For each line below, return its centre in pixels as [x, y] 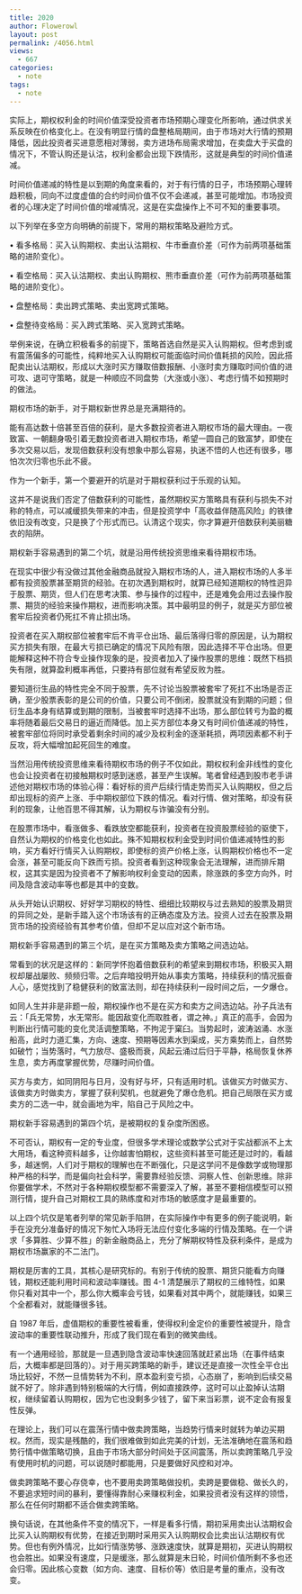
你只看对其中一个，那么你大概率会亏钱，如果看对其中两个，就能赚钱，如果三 [151, 1292]
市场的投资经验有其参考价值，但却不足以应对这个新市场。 [123, 926]
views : [22, 51]
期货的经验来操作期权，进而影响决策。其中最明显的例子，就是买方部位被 [159, 605]
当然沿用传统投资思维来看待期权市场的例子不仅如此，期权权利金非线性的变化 [151, 764]
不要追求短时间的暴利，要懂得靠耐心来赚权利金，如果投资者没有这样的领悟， [151, 1493]
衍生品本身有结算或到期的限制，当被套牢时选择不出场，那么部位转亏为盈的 [147, 711]
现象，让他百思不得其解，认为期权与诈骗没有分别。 [119, 809]
